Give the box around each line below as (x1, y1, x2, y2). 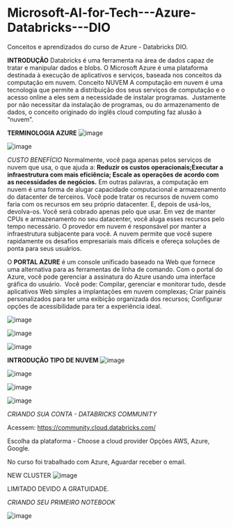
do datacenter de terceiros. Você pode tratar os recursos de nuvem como (7, 193, 219, 201)
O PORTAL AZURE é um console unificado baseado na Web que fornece (7, 257, 216, 266)
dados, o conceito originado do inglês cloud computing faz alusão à (7, 108, 202, 116)
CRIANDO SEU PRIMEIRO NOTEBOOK (7, 498, 116, 506)
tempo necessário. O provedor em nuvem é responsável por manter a (7, 222, 207, 230)
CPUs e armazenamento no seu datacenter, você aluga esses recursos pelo (7, 214, 225, 223)
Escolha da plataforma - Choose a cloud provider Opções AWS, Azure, (7, 437, 210, 445)
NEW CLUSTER (7, 471, 51, 479)
